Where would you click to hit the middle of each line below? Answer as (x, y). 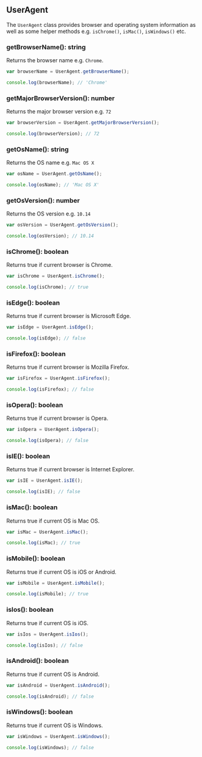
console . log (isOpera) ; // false (47, 441)
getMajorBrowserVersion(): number (60, 98)
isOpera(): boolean (35, 405)
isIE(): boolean (28, 456)
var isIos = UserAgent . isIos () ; (47, 634)
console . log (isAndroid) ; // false (50, 696)
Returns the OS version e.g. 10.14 (49, 214)
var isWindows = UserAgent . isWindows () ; (59, 736)
